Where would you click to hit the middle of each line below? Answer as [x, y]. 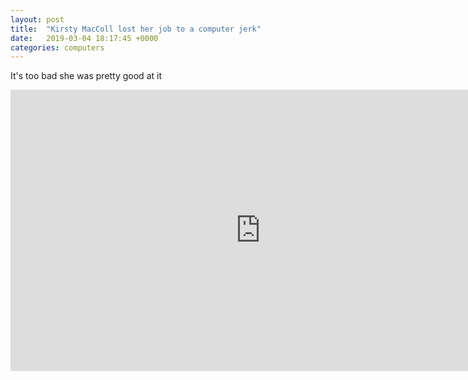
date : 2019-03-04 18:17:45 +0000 [84, 38]
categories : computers [57, 47]
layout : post [37, 19]
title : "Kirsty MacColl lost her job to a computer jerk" [136, 29]
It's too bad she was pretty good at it [86, 76]
